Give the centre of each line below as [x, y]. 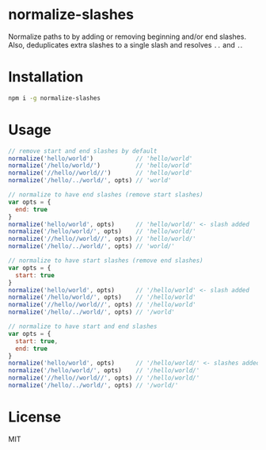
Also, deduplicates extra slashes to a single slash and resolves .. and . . [125, 44]
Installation [46, 77]
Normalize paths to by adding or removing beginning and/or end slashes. [127, 36]
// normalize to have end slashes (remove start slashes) [106, 195]
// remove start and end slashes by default [83, 151]
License [35, 417]
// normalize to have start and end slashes [83, 326]
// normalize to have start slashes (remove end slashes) [106, 261]
